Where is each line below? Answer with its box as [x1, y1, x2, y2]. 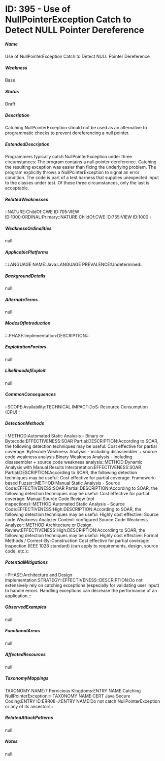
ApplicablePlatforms [5, 249, 49, 255]
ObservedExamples [5, 604, 47, 610]
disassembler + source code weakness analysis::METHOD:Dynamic [5, 459, 143, 465]
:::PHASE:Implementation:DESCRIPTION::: [5, 332, 90, 338]
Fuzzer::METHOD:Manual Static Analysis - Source [19, 480, 120, 486]
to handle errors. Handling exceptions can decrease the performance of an [5, 587, 158, 593]
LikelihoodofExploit [5, 367, 46, 373]
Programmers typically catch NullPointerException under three [5, 154, 132, 160]
